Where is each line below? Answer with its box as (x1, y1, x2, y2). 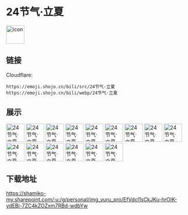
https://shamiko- (6, 190, 46, 197)
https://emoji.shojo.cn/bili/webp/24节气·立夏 (6, 90, 118, 96)
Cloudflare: (6, 71, 33, 78)
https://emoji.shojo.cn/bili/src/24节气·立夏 (6, 84, 116, 89)
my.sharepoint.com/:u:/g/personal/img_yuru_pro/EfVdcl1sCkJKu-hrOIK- (6, 196, 177, 203)
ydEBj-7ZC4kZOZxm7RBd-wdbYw (6, 202, 88, 209)
